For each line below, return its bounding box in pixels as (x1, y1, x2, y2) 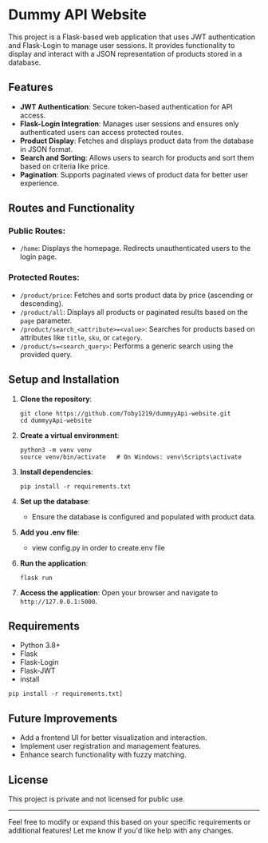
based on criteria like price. (19, 161, 110, 171)
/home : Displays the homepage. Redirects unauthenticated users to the (19, 244, 251, 253)
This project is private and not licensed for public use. (8, 793, 185, 804)
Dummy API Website (8, 6, 148, 24)
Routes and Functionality (8, 201, 136, 215)
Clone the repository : (19, 394, 93, 404)
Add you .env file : (19, 527, 80, 537)
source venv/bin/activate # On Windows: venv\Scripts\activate (19, 453, 242, 461)
